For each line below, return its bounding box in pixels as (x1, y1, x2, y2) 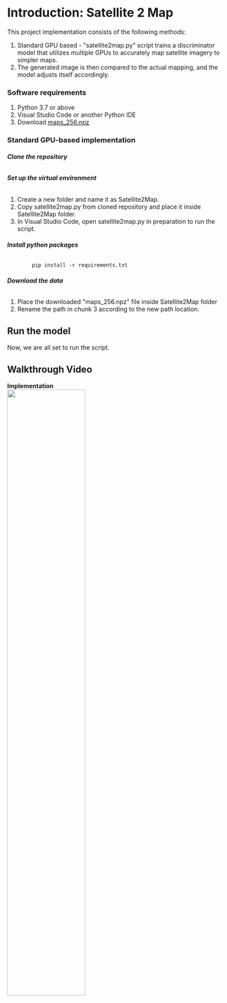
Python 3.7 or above (17, 104, 75, 112)
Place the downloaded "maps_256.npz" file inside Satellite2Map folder (17, 298, 217, 306)
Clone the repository (7, 152, 68, 160)
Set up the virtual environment (7, 174, 97, 182)
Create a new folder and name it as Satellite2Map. (17, 195, 159, 203)
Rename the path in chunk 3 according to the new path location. (17, 305, 200, 314)
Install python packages (7, 240, 79, 249)
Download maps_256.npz (17, 118, 90, 126)
